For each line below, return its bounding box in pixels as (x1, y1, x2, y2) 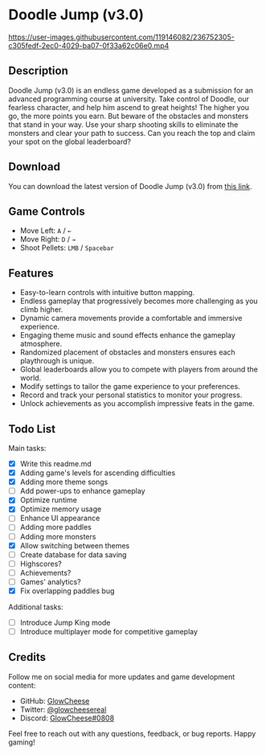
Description (8, 64, 68, 78)
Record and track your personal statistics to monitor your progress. (19, 390, 243, 400)
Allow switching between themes (19, 540, 130, 550)
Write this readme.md (19, 459, 92, 468)
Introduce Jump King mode (19, 618, 111, 627)
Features (8, 266, 54, 280)
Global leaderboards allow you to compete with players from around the (19, 364, 259, 375)
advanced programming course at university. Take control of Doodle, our (8, 94, 249, 104)
